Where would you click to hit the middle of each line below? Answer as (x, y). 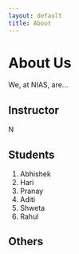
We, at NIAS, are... (38, 85)
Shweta (32, 208)
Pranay (32, 191)
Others (26, 242)
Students (32, 154)
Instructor (34, 110)
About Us (40, 63)
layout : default (35, 16)
